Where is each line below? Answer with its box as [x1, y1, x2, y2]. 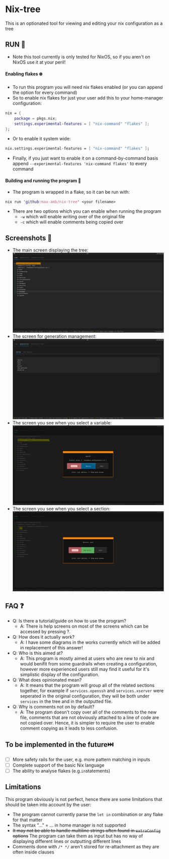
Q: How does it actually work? [12, 634, 74, 640]
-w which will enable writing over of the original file [20, 214, 125, 220]
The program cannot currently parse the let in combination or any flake [12, 811, 163, 817]
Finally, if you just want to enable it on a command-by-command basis [12, 155, 158, 161]
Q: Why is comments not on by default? [12, 703, 95, 709]
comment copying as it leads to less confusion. [20, 725, 118, 731]
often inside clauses [12, 849, 54, 855]
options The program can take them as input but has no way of [12, 833, 143, 839]
